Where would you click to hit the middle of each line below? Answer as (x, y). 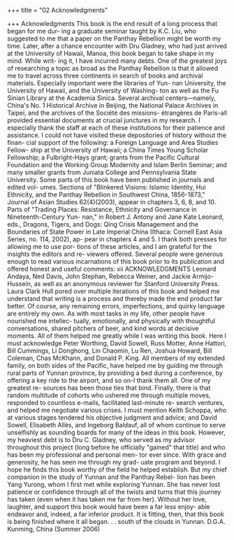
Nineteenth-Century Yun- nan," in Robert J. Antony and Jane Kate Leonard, (116, 217)
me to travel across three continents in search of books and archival (105, 76)
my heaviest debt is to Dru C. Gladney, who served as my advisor (101, 440)
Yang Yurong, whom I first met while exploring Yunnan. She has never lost (114, 484)
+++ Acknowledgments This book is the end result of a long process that (112, 23)
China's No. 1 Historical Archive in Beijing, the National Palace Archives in (113, 105)
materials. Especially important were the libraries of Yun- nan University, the (117, 83)
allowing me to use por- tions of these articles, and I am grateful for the (110, 247)
